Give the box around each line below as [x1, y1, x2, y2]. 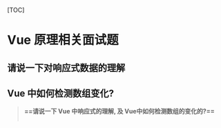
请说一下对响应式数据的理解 [7, 62, 126, 73]
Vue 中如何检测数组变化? [7, 87, 114, 99]
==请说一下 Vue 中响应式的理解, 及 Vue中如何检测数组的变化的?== [23, 107, 215, 116]
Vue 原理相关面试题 [7, 33, 119, 48]
